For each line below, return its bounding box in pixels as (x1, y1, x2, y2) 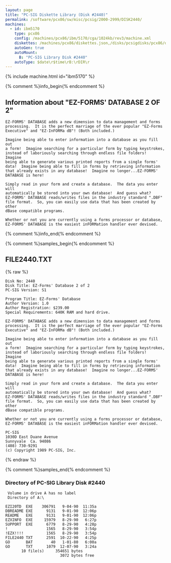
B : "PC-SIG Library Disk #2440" (18, 54, 88, 60)
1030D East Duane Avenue (5, 434, 58, 439)
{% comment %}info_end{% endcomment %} (5, 231, 101, 237)
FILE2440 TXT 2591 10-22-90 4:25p (5, 535, 97, 541)
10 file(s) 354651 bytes (21, 549, 83, 554)
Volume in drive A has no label (7, 491, 76, 496)
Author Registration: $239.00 (5, 305, 70, 310)
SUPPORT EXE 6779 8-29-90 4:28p (5, 522, 97, 527)
